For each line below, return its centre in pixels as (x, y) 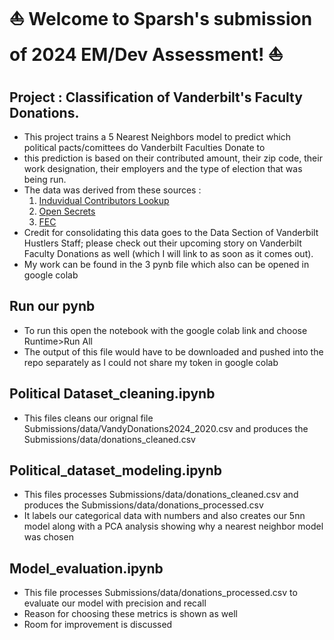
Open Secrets (67, 211)
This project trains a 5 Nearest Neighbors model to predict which (157, 137)
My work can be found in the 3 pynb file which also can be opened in (166, 264)
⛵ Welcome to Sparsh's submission (161, 19)
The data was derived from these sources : (112, 190)
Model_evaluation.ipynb (86, 568)
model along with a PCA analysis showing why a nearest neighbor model (173, 526)
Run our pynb (52, 306)
